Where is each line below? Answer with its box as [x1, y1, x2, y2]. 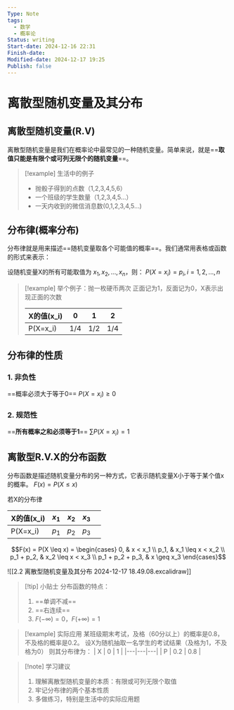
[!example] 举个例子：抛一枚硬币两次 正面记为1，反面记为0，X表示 [24, 284, 218, 293]
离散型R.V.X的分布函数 [7, 451, 107, 463]
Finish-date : [7, 50, 46, 57]
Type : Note [7, 10, 39, 18]
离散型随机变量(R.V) [7, 125, 96, 137]
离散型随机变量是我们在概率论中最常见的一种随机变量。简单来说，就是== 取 [7, 145, 225, 153]
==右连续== [34, 606, 70, 614]
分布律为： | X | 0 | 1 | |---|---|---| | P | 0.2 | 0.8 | [60, 647, 202, 655]
